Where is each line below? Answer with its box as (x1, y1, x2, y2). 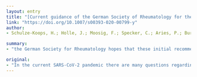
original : (6, 57, 30, 62)
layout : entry (6, 8, 41, 15)
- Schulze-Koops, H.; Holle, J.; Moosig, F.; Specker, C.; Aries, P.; (6, 30, 182, 36)
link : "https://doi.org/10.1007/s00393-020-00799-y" (6, 19, 138, 25)
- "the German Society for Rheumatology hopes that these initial (6, 46, 172, 52)
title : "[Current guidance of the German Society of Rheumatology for (6, 14, 182, 20)
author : (6, 24, 25, 31)
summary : (6, 41, 28, 47)
